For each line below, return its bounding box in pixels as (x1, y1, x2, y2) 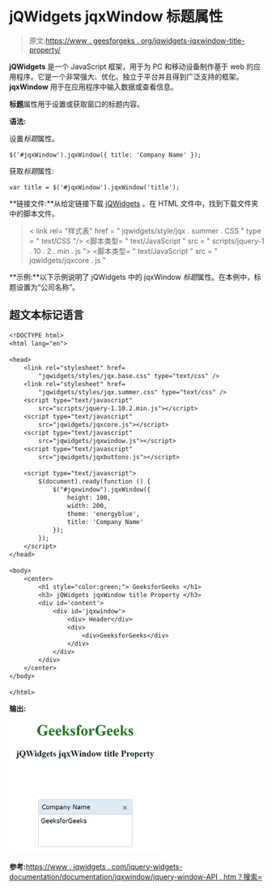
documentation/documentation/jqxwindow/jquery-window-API (9, 871, 218, 881)
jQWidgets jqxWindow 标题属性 (9, 7, 223, 26)
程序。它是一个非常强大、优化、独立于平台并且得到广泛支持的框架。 (15, 71, 244, 81)
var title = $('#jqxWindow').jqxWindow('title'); (9, 183, 181, 191)
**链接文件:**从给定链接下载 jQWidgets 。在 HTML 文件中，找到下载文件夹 (9, 198, 259, 208)
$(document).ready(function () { (38, 477, 151, 485)
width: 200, (66, 501, 108, 509)
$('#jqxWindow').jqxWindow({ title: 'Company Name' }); (9, 151, 202, 159)
